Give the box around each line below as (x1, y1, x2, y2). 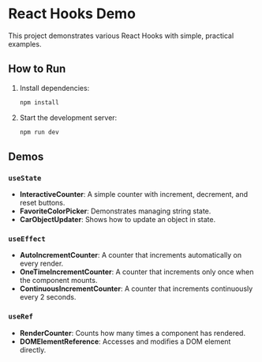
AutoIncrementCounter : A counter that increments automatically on (19, 251, 242, 260)
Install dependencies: (19, 83, 90, 92)
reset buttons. (19, 198, 65, 208)
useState (8, 173, 42, 183)
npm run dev (19, 128, 59, 136)
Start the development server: (19, 112, 118, 123)
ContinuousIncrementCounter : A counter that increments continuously (19, 284, 253, 293)
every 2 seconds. (19, 292, 77, 302)
